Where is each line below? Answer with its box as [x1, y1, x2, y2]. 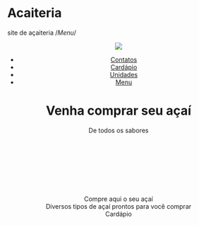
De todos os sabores [88, 126, 149, 134]
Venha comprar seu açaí [45, 103, 192, 119]
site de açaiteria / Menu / [7, 28, 76, 37]
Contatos [110, 55, 138, 64]
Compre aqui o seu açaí [84, 195, 153, 203]
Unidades [109, 70, 138, 79]
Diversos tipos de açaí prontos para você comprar [45, 202, 192, 210]
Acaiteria [7, 5, 62, 21]
